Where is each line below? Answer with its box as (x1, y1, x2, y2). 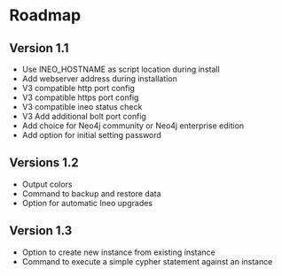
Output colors (21, 179, 73, 189)
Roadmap (9, 5, 82, 26)
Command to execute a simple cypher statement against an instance (21, 256, 273, 266)
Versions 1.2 (9, 156, 79, 171)
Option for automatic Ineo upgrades (21, 197, 153, 208)
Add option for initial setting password (21, 130, 162, 140)
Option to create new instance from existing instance (21, 247, 215, 257)
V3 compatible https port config (21, 92, 139, 103)
